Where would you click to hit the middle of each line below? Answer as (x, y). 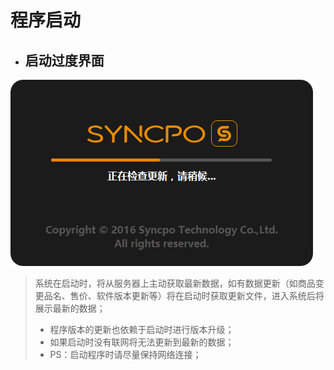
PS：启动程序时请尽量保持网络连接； (125, 354)
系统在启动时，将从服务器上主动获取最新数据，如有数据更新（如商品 (175, 283)
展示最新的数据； (70, 308)
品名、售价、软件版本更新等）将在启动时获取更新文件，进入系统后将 (184, 295)
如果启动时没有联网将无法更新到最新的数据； (142, 342)
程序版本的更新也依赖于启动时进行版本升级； (142, 329)
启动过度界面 (64, 60)
